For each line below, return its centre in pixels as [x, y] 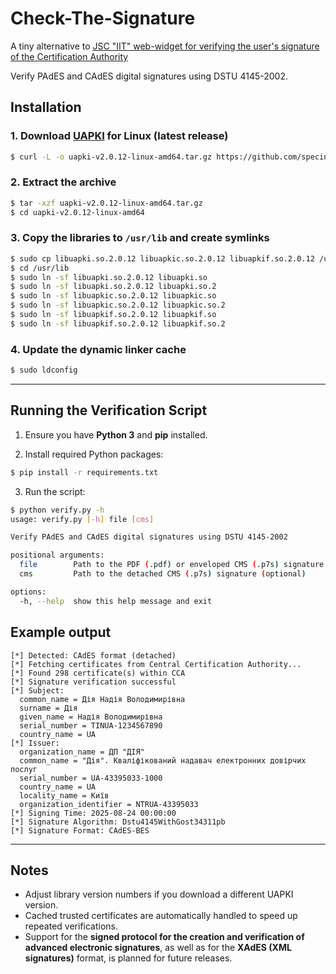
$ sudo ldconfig [44, 370]
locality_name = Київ [64, 795]
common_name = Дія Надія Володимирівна [102, 699]
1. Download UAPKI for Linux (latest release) [119, 136]
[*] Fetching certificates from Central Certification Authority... [156, 664]
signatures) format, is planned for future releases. [128, 958]
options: [28, 592]
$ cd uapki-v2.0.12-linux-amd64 [77, 212]
